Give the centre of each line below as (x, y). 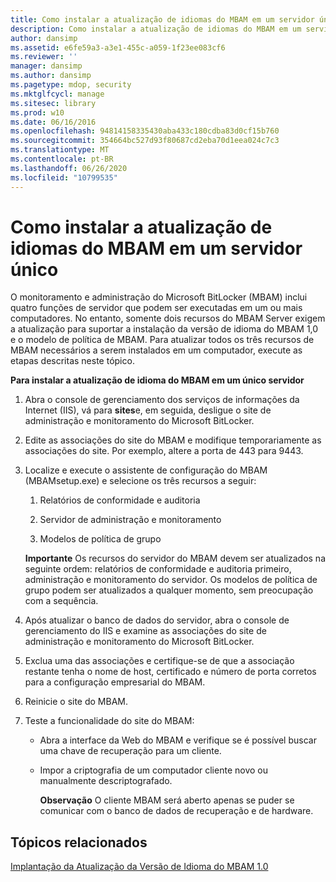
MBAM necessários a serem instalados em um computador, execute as (156, 350)
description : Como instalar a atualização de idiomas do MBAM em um (156, 29)
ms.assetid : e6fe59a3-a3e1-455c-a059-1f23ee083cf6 (118, 47)
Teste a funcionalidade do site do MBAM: (109, 721)
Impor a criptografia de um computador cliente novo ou (153, 770)
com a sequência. (61, 601)
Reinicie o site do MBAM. (76, 702)
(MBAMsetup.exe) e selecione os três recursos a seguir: (140, 481)
